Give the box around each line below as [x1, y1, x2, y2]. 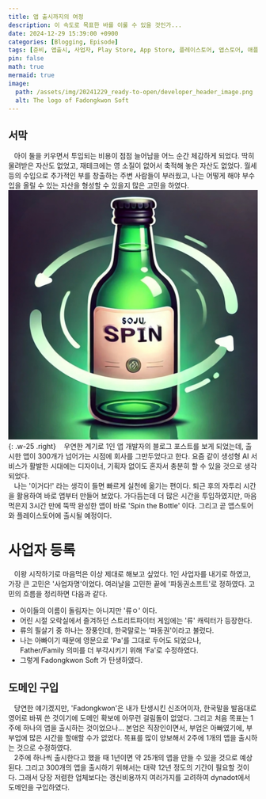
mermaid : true [8, 71, 55, 79]
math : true [8, 63, 44, 71]
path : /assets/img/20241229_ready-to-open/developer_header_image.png [15, 88, 253, 96]
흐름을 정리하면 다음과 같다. [22, 589, 108, 599]
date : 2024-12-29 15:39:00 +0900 [8, 29, 119, 37]
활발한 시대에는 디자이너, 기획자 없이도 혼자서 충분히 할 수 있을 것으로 [28, 462, 243, 471]
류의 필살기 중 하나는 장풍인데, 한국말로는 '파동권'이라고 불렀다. [19, 626, 215, 635]
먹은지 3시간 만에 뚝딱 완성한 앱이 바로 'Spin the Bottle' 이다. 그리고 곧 [8, 501, 226, 511]
